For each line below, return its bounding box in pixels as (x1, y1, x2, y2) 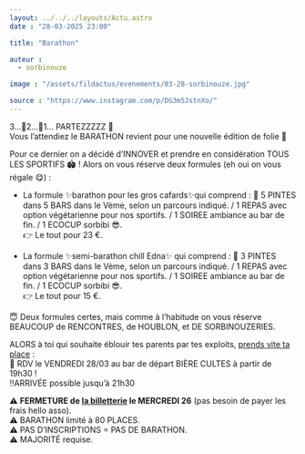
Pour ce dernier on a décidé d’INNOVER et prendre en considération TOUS (9, 148, 290, 160)
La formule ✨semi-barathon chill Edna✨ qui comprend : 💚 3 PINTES (22, 250, 277, 261)
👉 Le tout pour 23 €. (22, 229, 103, 240)
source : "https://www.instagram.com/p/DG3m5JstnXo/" (9, 97, 219, 106)
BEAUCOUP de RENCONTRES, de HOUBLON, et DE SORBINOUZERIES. (9, 321, 276, 332)
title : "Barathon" (9, 38, 79, 47)
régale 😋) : (9, 171, 52, 182)
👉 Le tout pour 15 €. (22, 290, 102, 301)
